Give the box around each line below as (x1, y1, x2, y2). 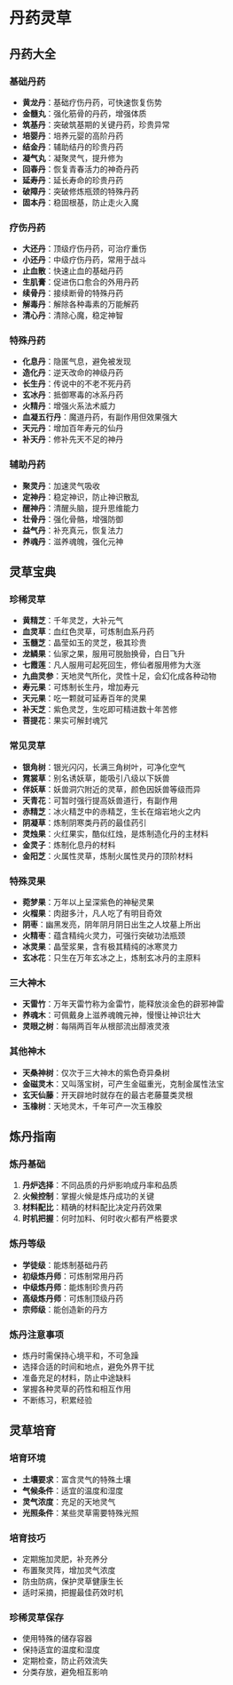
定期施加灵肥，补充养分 (21, 1553, 108, 1564)
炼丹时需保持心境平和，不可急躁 (21, 1350, 139, 1360)
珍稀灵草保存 (9, 1611, 65, 1624)
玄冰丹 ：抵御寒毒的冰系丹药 (21, 389, 124, 400)
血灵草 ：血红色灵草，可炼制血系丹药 (21, 626, 155, 637)
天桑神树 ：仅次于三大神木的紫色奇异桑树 (21, 1067, 170, 1078)
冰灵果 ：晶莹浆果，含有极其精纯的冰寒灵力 (21, 942, 178, 952)
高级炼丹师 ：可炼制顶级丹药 (21, 1293, 124, 1304)
